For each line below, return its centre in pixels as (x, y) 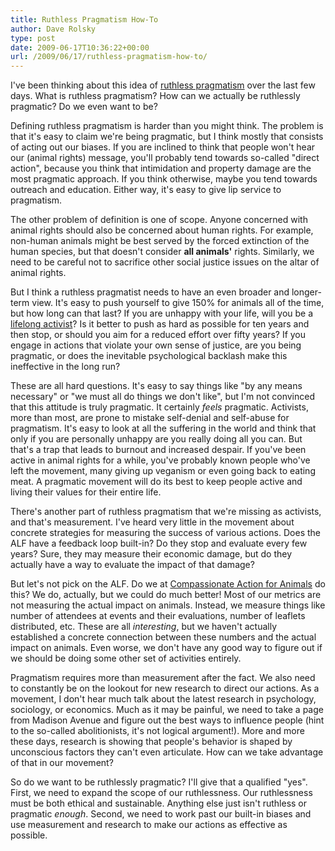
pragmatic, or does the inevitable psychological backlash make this (149, 356)
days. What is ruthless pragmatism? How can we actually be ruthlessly (155, 96)
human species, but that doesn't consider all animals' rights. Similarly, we (162, 252)
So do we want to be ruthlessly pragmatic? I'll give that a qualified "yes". (159, 782)
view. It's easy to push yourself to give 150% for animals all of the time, (178, 303)
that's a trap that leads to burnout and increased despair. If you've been (158, 450)
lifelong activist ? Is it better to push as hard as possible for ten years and (160, 324)
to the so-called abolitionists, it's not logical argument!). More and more (157, 731)
